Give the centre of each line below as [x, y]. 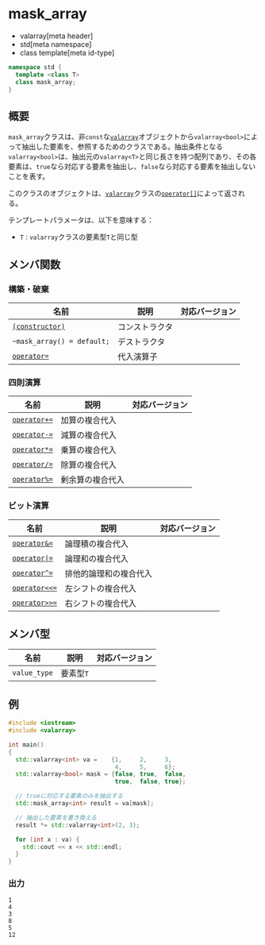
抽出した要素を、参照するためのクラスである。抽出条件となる [123, 147]
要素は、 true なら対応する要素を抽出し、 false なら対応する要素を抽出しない [132, 167]
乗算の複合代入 [88, 450]
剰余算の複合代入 [92, 480]
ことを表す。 [29, 176]
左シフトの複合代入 [101, 588]
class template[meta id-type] [67, 52]
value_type [33, 673]
